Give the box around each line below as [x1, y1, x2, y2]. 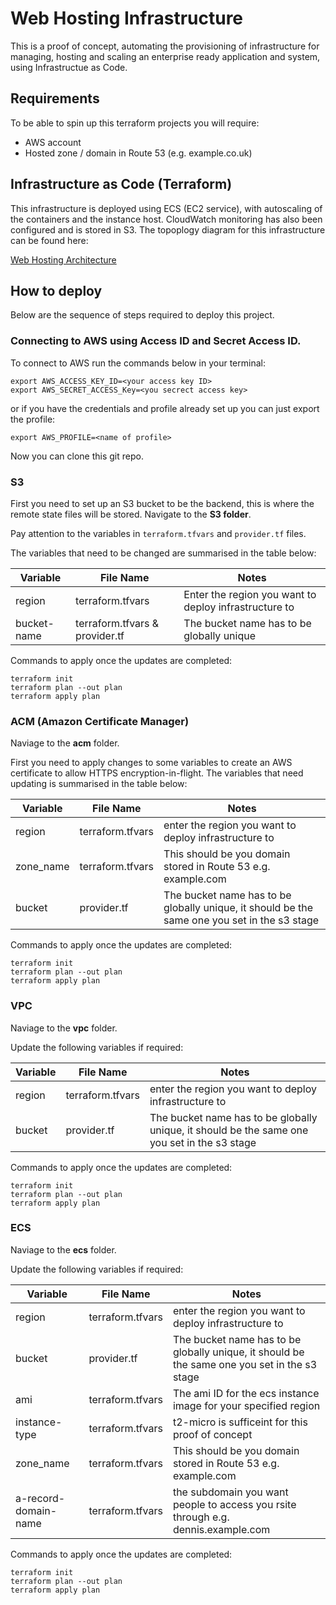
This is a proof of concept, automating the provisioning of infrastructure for [10, 40, 320, 52]
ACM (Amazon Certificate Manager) [10, 714, 190, 728]
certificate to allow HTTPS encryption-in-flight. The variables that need [10, 767, 304, 779]
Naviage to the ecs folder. [10, 1243, 117, 1256]
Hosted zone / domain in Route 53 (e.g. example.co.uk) [24, 147, 253, 159]
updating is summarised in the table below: [10, 778, 188, 790]
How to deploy [10, 282, 103, 299]
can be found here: [10, 234, 89, 246]
